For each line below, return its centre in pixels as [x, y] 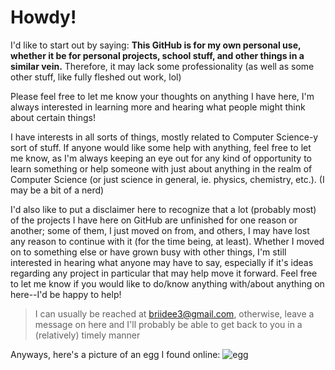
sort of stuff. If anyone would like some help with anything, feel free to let [161, 147]
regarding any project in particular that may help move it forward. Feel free [164, 273]
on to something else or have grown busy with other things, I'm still [148, 252]
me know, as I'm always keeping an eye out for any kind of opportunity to [161, 158]
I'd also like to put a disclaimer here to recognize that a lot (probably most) [163, 209]
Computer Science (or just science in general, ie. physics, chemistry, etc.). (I [167, 179]
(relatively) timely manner [87, 335]
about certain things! [53, 117]
